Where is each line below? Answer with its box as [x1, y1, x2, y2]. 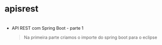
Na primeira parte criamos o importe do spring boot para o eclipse [23, 34, 157, 40]
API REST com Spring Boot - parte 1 [11, 25, 84, 31]
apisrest [4, 3, 39, 14]
